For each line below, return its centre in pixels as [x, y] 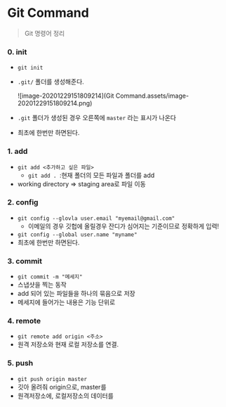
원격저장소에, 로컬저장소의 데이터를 [65, 396]
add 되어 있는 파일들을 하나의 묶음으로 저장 [76, 294]
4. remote [24, 321]
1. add [18, 151]
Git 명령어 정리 [45, 33]
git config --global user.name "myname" [77, 234]
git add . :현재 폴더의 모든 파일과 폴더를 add [91, 175]
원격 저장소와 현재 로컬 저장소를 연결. [68, 344]
